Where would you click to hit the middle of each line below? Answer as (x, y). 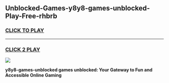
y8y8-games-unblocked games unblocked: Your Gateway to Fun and (79, 69)
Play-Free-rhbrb (31, 16)
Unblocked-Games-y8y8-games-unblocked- (77, 8)
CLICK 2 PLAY (23, 49)
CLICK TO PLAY (25, 31)
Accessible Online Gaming (33, 75)
